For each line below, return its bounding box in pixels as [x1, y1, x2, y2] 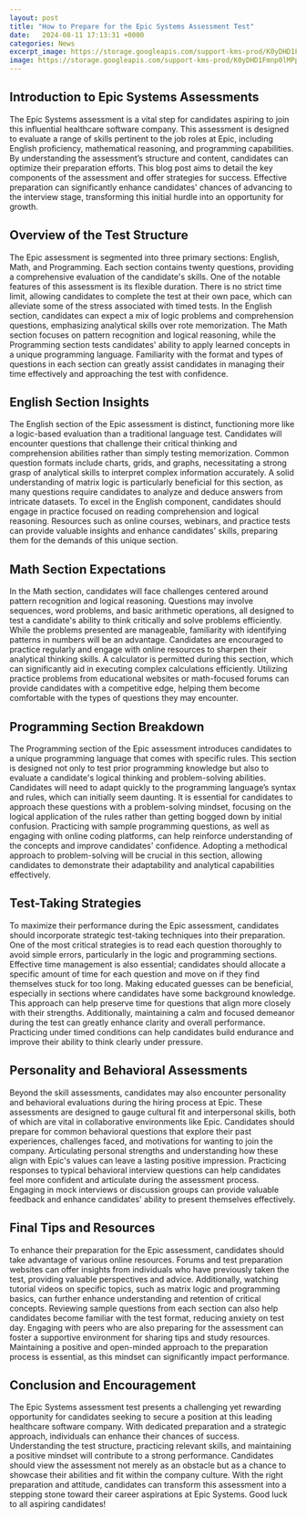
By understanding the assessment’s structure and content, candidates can [9, 152, 289, 163]
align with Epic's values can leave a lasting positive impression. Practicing [9, 1155, 287, 1166]
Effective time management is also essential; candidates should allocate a [9, 958, 286, 969]
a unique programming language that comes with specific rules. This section [9, 753, 297, 764]
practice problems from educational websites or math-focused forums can [9, 673, 290, 685]
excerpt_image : [9, 47, 67, 57]
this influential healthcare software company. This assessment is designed [9, 123, 290, 134]
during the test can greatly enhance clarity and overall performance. [9, 1017, 266, 1028]
